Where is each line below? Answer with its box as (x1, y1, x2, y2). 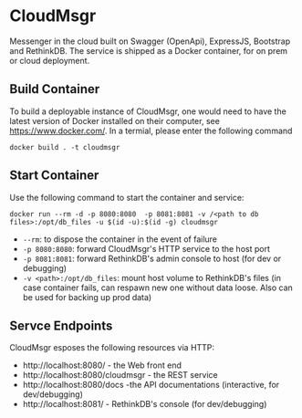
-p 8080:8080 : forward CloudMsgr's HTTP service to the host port (22, 243, 271, 254)
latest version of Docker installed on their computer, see (9, 115, 221, 126)
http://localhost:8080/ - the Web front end (22, 360, 182, 371)
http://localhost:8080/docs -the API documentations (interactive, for (22, 380, 280, 391)
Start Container (9, 168, 99, 183)
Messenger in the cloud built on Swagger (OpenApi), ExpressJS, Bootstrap (9, 36, 291, 47)
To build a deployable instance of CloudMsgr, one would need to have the (9, 106, 287, 117)
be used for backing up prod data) (22, 291, 152, 302)
